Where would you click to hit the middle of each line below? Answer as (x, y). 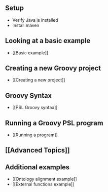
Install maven (26, 25)
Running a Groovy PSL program (54, 123)
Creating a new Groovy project (53, 68)
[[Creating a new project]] (38, 80)
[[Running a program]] (35, 135)
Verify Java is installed (35, 20)
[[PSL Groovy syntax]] (35, 108)
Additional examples (37, 167)
